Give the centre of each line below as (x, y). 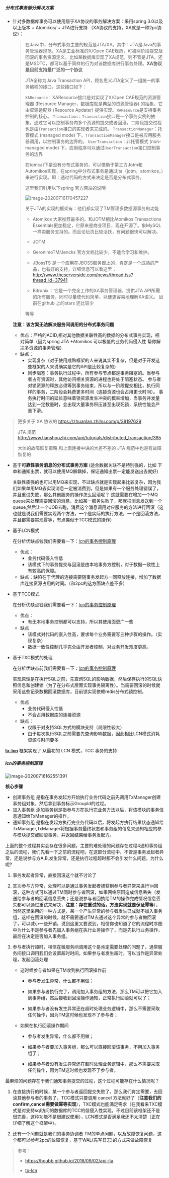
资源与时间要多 (43, 740)
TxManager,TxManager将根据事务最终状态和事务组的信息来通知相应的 (85, 828)
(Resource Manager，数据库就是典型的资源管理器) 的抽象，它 (99, 104)
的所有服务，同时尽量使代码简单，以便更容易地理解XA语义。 (95, 296)
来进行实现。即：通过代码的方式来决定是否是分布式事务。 (84, 177)
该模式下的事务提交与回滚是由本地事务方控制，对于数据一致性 (92, 564)
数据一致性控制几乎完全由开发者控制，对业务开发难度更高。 (89, 647)
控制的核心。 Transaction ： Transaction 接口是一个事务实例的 (88, 116)
